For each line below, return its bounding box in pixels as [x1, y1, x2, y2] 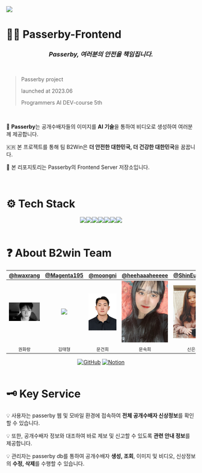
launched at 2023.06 [20, 87, 73, 95]
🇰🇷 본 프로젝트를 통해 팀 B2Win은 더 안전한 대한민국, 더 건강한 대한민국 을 [6, 144, 180, 151]
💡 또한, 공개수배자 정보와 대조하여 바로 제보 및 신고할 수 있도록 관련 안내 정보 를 [6, 432, 191, 439]
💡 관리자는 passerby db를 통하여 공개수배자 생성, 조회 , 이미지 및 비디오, [6, 452, 176, 459]
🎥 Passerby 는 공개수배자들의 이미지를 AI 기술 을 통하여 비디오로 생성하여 [6, 123, 177, 130]
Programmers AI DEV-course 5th [20, 99, 103, 106]
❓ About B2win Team [6, 246, 112, 260]
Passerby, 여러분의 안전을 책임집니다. [49, 50, 153, 59]
